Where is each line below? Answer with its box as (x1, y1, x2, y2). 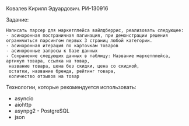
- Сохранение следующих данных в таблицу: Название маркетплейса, (6, 53, 171, 59)
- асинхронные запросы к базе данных (6, 48, 98, 54)
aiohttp (14, 101, 32, 108)
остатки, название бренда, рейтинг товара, (8, 68, 116, 74)
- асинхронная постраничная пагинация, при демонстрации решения (6, 33, 168, 38)
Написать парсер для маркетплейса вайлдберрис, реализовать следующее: (6, 27, 184, 33)
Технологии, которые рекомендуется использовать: (6, 84, 136, 90)
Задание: (6, 16, 29, 23)
